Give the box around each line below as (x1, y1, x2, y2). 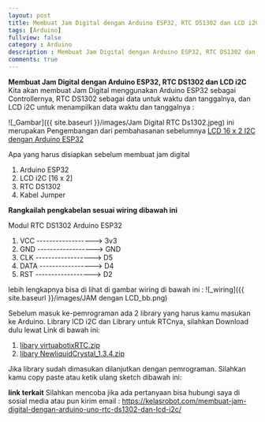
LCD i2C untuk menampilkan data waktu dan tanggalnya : (8, 102, 195, 111)
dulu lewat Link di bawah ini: (8, 325, 100, 334)
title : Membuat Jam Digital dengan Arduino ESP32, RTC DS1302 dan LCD (8, 19, 245, 27)
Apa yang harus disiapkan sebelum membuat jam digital (8, 149, 190, 159)
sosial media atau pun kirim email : (8, 396, 121, 405)
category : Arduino (8, 41, 73, 49)
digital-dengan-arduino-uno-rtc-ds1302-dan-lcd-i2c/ (8, 404, 182, 414)
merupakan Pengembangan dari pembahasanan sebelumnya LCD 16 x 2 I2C (8, 125, 256, 135)
